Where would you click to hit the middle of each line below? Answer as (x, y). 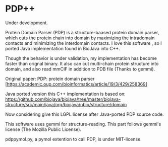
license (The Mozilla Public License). (43, 129)
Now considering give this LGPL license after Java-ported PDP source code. (85, 114)
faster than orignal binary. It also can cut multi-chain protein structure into (82, 63)
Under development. (26, 23)
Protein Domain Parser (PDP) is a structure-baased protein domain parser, (82, 32)
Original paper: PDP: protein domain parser (50, 79)
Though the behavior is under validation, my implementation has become (81, 58)
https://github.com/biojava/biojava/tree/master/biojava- (63, 99)
